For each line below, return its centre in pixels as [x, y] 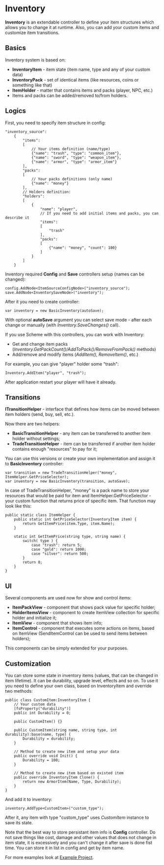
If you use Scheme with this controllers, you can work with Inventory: [75, 334]
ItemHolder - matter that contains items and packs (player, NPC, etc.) [82, 90]
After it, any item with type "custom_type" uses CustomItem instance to [77, 817]
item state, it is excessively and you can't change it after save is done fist [79, 843]
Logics [15, 111]
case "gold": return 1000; [59, 550]
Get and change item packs [40, 344]
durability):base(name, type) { [38, 734]
